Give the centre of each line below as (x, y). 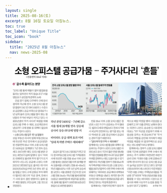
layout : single (21, 10)
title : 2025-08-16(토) (28, 16)
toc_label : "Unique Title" (33, 32)
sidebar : (14, 42)
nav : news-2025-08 (29, 52)
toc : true (15, 26)
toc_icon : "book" (23, 37)
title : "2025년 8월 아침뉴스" (38, 47)
